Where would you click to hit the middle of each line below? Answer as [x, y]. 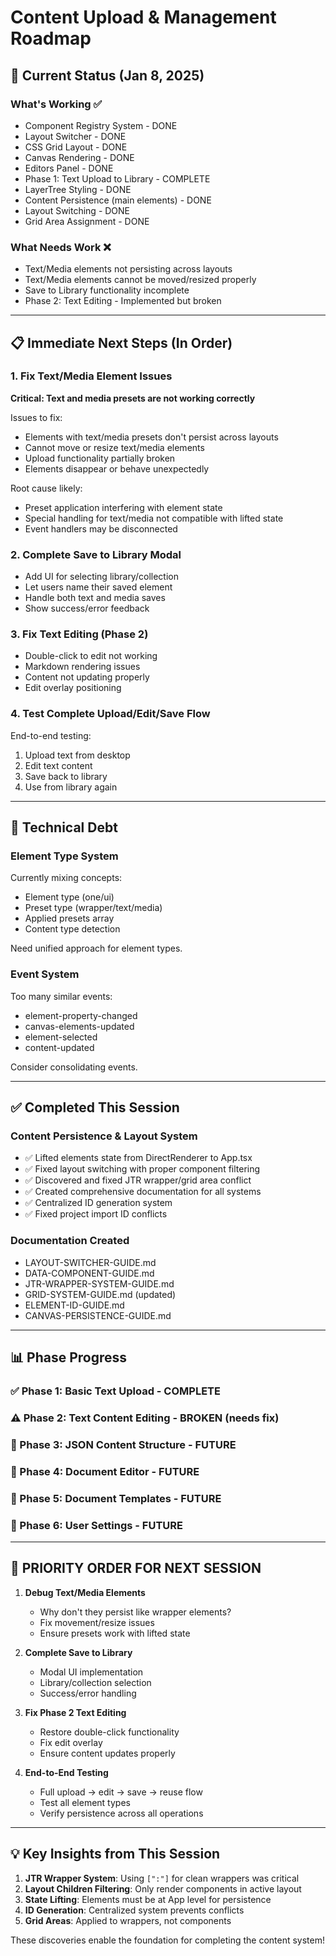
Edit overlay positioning [73, 688]
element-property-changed [81, 1015]
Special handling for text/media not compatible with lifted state [154, 518]
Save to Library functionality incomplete [107, 290]
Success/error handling [88, 1693]
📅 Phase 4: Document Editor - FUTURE [105, 1471]
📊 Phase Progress [69, 1357]
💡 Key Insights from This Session [115, 1854]
